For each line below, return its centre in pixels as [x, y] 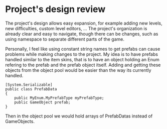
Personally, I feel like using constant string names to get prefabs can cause [83, 49]
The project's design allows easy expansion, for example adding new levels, [84, 23]
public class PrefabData [31, 89]
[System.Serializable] [29, 85]
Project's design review [55, 9]
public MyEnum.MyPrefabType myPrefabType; [59, 98]
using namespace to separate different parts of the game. [65, 39]
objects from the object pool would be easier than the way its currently [78, 70]
